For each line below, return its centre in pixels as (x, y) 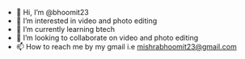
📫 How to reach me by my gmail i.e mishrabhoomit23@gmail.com (126, 47)
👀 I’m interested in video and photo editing (87, 21)
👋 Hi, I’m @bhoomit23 (52, 12)
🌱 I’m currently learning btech (65, 29)
